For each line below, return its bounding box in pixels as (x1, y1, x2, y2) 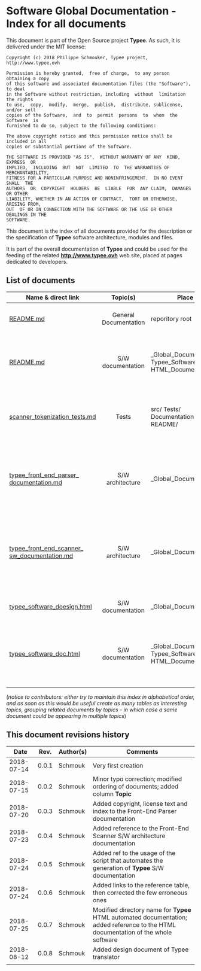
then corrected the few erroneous (92, 888, 188, 897)
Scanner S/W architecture (92, 832, 166, 840)
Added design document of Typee (92, 945, 189, 954)
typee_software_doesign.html (9, 602, 92, 611)
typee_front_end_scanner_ (9, 544, 84, 552)
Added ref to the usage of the (92, 848, 176, 857)
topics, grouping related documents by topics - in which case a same (6, 706, 178, 713)
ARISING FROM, (6, 201, 42, 207)
